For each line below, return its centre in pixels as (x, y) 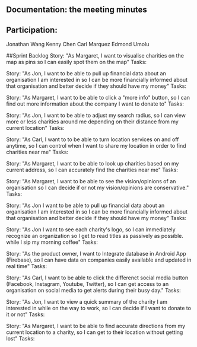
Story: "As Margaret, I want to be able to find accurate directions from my (96, 326)
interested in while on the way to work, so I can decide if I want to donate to (99, 308)
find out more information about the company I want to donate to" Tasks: (95, 104)
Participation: (32, 30)
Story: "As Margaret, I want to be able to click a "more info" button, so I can (98, 98)
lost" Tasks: (20, 339)
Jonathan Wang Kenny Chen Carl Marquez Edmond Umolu (78, 44)
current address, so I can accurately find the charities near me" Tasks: (92, 170)
